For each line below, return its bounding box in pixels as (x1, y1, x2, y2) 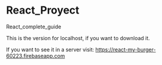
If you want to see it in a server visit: (6, 45, 95, 53)
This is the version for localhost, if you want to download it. (6, 34, 150, 41)
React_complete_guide (6, 23, 61, 30)
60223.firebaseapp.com (6, 52, 65, 59)
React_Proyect (6, 4, 80, 17)
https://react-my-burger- (95, 45, 156, 53)
